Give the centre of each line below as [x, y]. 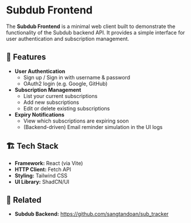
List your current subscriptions [60, 96]
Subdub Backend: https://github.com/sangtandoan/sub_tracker [91, 214]
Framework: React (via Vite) [49, 163]
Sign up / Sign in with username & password [77, 77]
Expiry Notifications [39, 114]
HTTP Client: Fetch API [43, 169]
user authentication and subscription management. [68, 39]
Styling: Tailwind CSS [41, 175]
